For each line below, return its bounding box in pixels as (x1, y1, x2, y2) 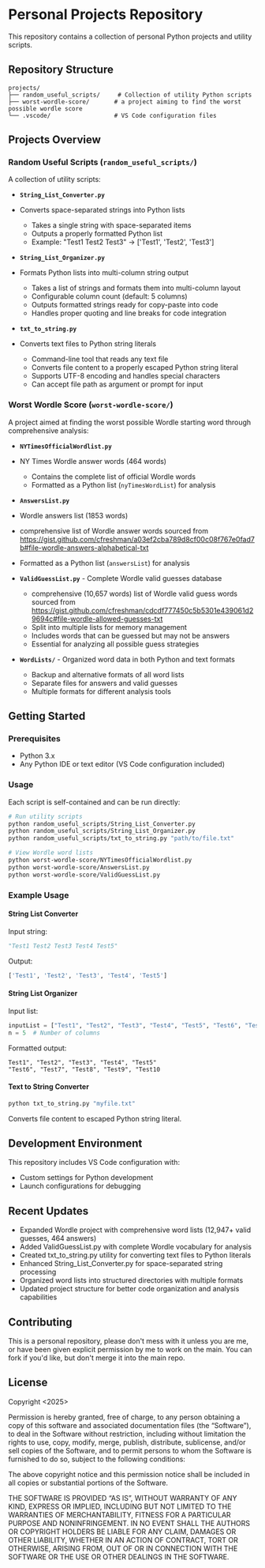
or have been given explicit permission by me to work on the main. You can (8, 1345, 252, 1355)
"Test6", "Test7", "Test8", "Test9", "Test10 (8, 1065, 160, 1073)
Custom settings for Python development (19, 1173, 154, 1182)
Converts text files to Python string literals (19, 339, 156, 349)
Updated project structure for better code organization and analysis (19, 1284, 240, 1294)
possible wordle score (8, 104, 83, 112)
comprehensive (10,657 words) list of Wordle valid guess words (31, 589, 238, 598)
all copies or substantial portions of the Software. (8, 1478, 168, 1487)
